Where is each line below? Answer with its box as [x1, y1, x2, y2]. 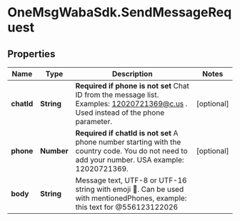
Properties [7, 48, 56, 60]
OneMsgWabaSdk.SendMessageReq [7, 4, 232, 21]
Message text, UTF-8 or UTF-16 [75, 175, 187, 185]
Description [111, 69, 153, 78]
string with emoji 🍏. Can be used [75, 185, 184, 194]
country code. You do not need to [75, 146, 188, 155]
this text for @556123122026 [75, 202, 179, 212]
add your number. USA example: [75, 155, 184, 165]
